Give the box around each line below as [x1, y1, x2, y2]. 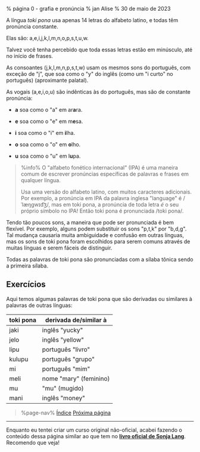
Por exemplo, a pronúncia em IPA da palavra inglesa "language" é [20, 195, 182, 202]
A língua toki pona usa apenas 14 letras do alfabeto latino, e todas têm [6, 17, 179, 23]
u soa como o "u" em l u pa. [14, 152, 81, 159]
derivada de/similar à [45, 316, 107, 324]
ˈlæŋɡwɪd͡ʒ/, [20, 201, 51, 208]
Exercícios [6, 279, 46, 290]
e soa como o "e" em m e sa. [14, 118, 83, 125]
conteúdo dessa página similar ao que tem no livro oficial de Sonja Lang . [6, 432, 186, 439]
